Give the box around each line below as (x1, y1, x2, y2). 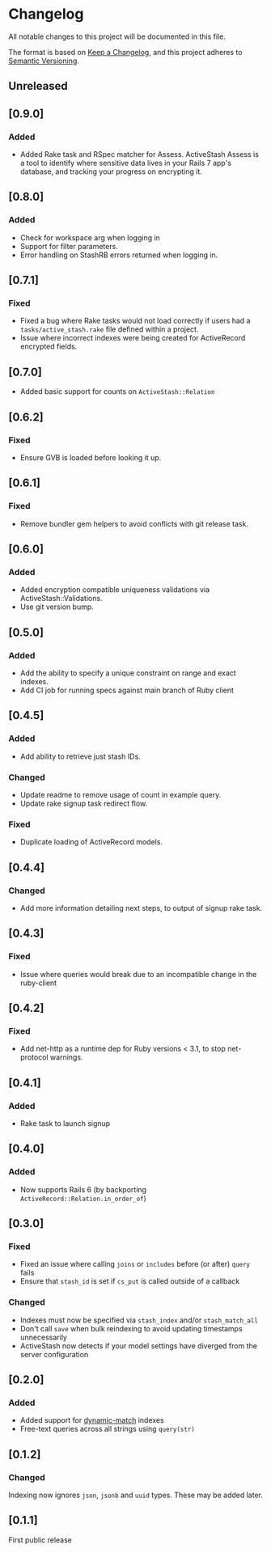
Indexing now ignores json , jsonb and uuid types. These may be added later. (8, 1490, 264, 1500)
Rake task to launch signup (19, 1118, 111, 1128)
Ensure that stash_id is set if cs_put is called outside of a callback (19, 1276, 240, 1286)
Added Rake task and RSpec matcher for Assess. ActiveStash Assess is (19, 150, 259, 159)
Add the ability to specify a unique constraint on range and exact (19, 668, 236, 678)
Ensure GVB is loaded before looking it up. (19, 452, 162, 462)
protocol (19, 1052, 49, 1062)
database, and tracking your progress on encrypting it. (19, 167, 202, 176)
